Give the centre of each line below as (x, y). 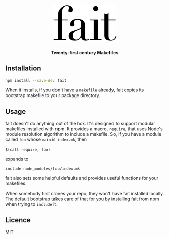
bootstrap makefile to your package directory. (53, 95)
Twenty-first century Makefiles (85, 52)
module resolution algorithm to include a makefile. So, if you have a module (83, 134)
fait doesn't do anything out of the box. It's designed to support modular (80, 124)
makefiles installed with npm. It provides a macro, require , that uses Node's (84, 129)
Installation (23, 68)
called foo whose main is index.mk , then (46, 140)
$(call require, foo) (28, 150)
